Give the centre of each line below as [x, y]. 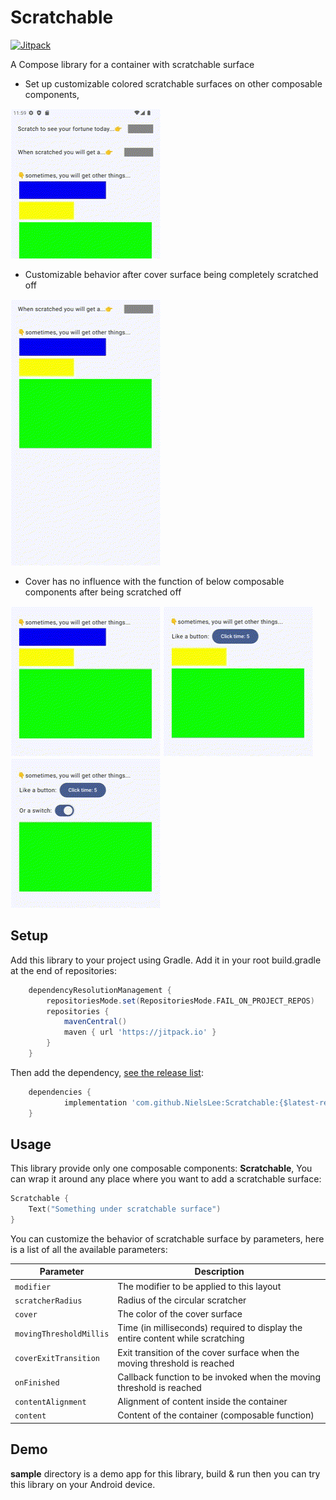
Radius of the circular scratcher [182, 1300]
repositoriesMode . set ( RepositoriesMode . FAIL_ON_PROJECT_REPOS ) [180, 1001]
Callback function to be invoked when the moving [219, 1377]
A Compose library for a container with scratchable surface [132, 64]
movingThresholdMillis [62, 1334]
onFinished [37, 1383]
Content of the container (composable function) [216, 1415]
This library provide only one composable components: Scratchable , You [161, 1168]
